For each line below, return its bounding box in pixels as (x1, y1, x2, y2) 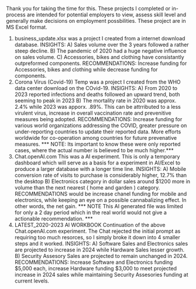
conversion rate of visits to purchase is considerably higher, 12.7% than (14, 172, 187, 178)
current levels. (14, 277, 50, 284)
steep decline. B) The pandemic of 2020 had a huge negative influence (14, 47, 187, 54)
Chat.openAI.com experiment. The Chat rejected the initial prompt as (14, 228, 181, 235)
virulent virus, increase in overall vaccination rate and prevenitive (14, 109, 171, 116)
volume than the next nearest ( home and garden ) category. (14, 184, 160, 191)
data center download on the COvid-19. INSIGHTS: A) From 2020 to (14, 85, 178, 91)
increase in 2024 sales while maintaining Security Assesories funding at (14, 271, 188, 278)
